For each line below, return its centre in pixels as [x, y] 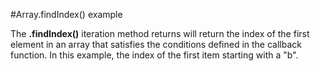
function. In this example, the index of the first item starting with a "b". [154, 55]
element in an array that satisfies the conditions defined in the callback [156, 44]
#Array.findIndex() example [66, 14]
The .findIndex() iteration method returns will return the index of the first [160, 33]
